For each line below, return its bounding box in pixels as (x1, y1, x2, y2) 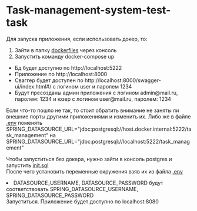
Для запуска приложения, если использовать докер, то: (6, 35, 148, 42)
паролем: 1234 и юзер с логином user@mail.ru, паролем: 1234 (14, 95, 172, 103)
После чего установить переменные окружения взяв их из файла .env (6, 168, 183, 175)
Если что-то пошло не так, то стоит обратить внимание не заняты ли (6, 107, 179, 114)
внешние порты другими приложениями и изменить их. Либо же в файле (6, 113, 191, 120)
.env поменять (6, 119, 43, 126)
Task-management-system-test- (6, 4, 171, 17)
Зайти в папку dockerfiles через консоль (14, 46, 117, 53)
